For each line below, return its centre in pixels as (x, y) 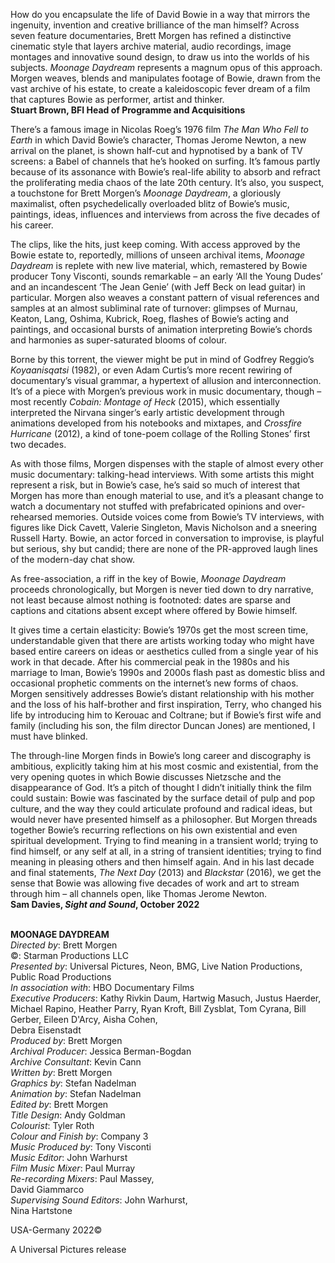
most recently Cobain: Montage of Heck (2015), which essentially (145, 402)
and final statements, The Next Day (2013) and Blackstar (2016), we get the (166, 872)
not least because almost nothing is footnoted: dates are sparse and (151, 600)
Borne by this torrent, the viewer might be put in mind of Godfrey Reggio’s (162, 359)
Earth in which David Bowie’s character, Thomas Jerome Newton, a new (158, 140)
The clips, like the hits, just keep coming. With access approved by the (155, 244)
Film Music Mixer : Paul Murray (73, 1168)
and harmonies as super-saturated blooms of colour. (118, 340)
